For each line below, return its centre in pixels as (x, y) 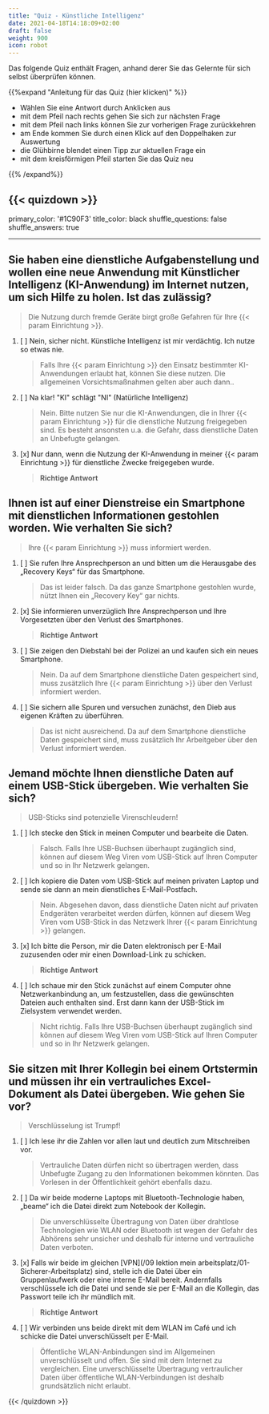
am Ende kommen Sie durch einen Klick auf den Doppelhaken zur (128, 134)
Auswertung (40, 142)
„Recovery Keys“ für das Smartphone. (82, 571)
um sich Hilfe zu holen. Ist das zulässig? (110, 297)
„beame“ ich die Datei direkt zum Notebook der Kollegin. (113, 1207)
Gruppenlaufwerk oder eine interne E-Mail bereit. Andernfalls (121, 1280)
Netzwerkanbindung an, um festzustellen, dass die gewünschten (127, 994)
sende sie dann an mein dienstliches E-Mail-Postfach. (108, 890)
